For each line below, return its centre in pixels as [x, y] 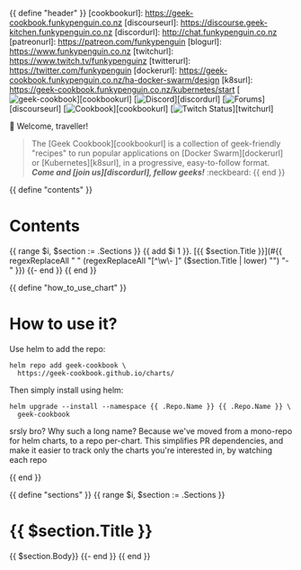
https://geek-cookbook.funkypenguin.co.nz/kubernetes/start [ [125, 90]
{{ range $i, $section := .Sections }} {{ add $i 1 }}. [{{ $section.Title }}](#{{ [146, 250]
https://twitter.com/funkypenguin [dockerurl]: [93, 70]
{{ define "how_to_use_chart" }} [68, 287]
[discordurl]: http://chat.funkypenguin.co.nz [196, 32]
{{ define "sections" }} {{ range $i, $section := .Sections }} [117, 494]
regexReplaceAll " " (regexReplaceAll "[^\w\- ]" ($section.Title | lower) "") [145, 260]
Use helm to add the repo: [58, 348]
